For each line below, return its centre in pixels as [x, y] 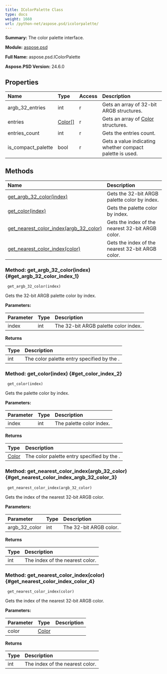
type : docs [16, 14]
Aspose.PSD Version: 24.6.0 [35, 67]
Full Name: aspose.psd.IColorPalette [43, 57]
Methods [19, 171]
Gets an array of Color [128, 119]
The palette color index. [82, 424]
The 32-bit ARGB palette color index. [98, 326]
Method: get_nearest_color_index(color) [55, 575]
